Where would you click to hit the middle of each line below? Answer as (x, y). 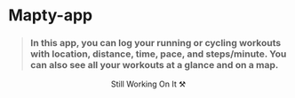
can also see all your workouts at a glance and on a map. (154, 65)
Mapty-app (51, 15)
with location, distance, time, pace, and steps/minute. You (158, 54)
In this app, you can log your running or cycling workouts (155, 43)
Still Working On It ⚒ (148, 84)
